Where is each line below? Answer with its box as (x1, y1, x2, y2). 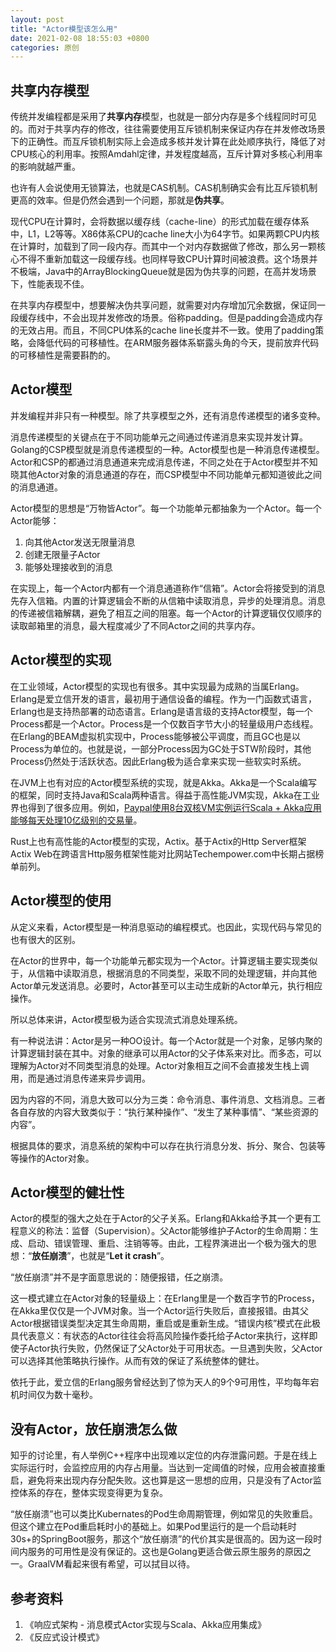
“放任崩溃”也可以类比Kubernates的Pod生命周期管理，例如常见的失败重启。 (10, 1508, 318, 1520)
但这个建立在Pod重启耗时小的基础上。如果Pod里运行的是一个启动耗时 (10, 1521, 297, 1533)
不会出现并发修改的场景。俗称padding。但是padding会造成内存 (62, 312, 323, 324)
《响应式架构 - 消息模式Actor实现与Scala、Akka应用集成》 (24, 1618, 267, 1630)
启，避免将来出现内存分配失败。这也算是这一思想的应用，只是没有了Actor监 (10, 1474, 322, 1486)
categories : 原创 (10, 42, 80, 53)
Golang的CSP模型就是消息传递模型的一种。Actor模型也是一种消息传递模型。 (10, 443, 325, 455)
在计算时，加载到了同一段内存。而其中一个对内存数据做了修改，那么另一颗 (10, 241, 317, 253)
